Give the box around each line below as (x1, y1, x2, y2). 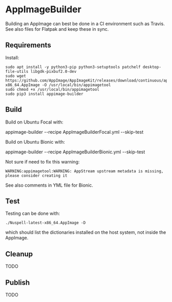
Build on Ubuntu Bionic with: (5, 138, 65, 145)
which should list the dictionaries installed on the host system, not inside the (5, 229, 166, 235)
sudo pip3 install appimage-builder (5, 91, 83, 96)
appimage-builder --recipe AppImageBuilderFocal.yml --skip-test (5, 129, 144, 135)
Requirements (5, 41, 51, 50)
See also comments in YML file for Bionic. (5, 182, 94, 188)
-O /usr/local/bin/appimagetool (41, 82, 111, 88)
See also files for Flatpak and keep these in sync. (5, 26, 109, 32)
